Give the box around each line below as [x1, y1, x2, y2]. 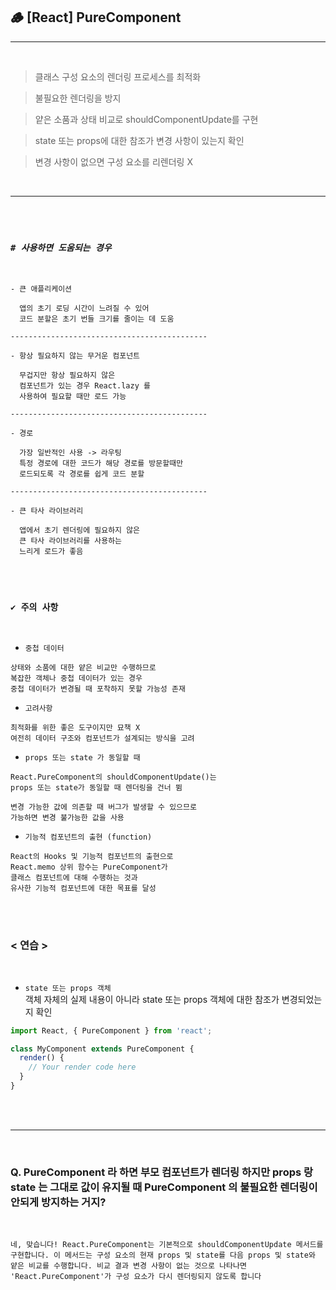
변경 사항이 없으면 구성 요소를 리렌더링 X [34, 155, 193, 168]
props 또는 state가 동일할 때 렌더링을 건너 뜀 [10, 783, 183, 793]
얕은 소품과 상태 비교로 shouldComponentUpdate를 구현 [34, 113, 259, 125]
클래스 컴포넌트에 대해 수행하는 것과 [10, 873, 138, 883]
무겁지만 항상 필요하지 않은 [19, 370, 116, 381]
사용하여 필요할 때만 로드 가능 [19, 392, 127, 402]
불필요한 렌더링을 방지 [34, 92, 122, 104]
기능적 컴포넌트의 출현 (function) [24, 832, 153, 843]
